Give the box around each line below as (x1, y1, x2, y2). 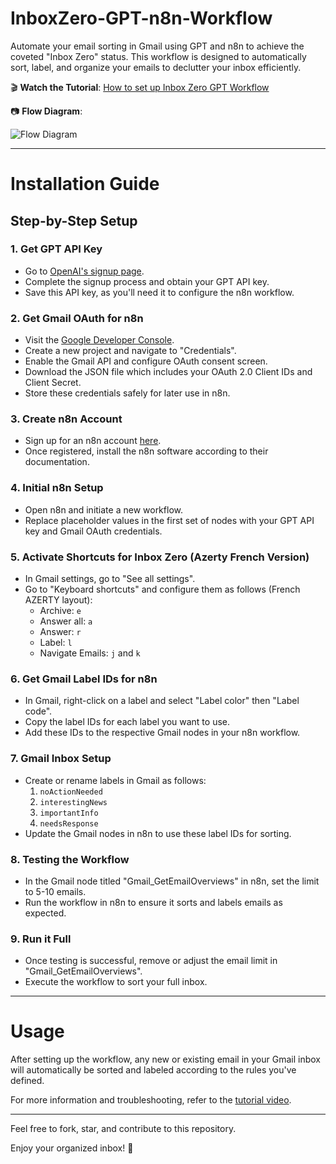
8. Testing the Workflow (10, 852, 130, 866)
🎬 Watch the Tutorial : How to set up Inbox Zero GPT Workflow (10, 81, 270, 93)
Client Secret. (24, 377, 82, 389)
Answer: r (39, 626, 82, 637)
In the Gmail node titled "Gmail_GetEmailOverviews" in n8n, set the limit (24, 875, 320, 887)
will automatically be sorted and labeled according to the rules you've (10, 1064, 297, 1076)
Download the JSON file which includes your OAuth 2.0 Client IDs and (24, 366, 313, 378)
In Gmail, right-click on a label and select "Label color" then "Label (24, 695, 300, 707)
